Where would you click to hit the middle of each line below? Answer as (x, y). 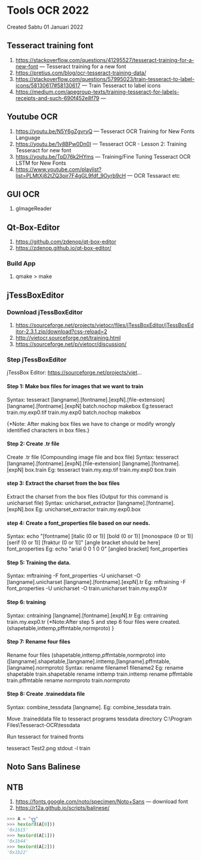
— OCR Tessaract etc (154, 175)
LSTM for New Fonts (41, 163)
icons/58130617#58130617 (48, 85)
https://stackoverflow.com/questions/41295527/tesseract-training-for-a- (105, 60)
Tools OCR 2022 (48, 10)
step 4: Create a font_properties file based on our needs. (79, 523)
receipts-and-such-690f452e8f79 (57, 98)
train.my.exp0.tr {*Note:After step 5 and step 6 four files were (83, 621)
